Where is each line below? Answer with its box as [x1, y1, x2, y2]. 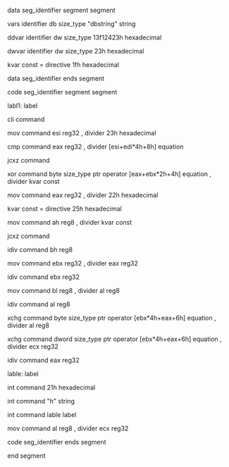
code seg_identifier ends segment [7, 438, 107, 446]
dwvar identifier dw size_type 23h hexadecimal [7, 47, 144, 55]
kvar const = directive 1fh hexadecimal [7, 61, 120, 69]
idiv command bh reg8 [7, 246, 73, 254]
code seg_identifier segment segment [7, 88, 118, 96]
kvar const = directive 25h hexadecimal [7, 204, 122, 213]
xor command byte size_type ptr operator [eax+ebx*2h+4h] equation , [7, 170, 212, 178]
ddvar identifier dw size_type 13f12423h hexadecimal [7, 33, 162, 42]
